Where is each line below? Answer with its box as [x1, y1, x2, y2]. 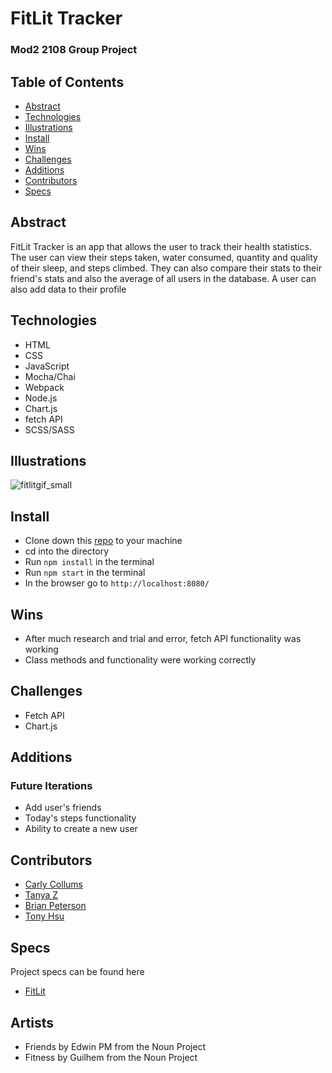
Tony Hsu [24, 910, 65, 922]
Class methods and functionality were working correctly [24, 653, 257, 666]
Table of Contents [10, 73, 125, 91]
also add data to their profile [10, 283, 127, 295]
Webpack [24, 381, 65, 393]
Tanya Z [24, 889, 59, 901]
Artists [10, 1014, 55, 1031]
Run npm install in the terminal [24, 556, 155, 568]
